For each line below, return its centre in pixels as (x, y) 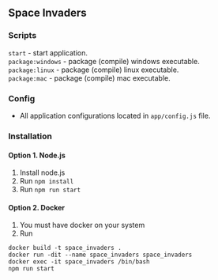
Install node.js (42, 172)
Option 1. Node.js (37, 155)
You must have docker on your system (82, 225)
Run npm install (47, 181)
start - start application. (48, 53)
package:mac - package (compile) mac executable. (90, 78)
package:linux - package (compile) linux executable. (94, 70)
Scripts (23, 36)
